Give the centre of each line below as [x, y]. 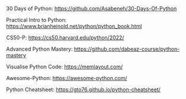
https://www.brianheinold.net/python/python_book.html [74, 26]
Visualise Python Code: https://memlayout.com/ [65, 67]
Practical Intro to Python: [36, 20]
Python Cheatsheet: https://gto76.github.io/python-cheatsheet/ [84, 90]
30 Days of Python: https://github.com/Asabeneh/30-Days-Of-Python [92, 9]
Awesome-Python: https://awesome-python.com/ [67, 78]
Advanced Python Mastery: [39, 49]
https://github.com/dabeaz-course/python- [127, 49]
